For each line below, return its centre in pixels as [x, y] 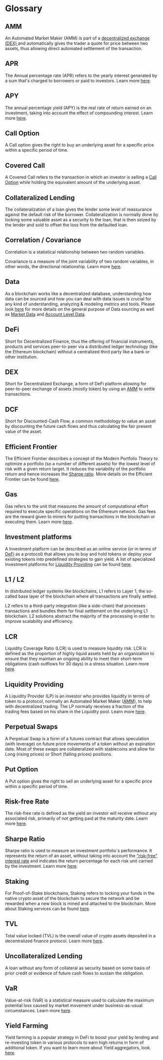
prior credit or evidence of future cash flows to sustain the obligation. [75, 973]
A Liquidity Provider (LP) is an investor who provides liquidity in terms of [77, 696]
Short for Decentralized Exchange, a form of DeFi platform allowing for [76, 384]
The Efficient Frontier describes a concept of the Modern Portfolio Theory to [81, 458]
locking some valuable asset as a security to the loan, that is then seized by [81, 220]
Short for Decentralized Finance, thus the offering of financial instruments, [80, 341]
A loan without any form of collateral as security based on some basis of [78, 968]
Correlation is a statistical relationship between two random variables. [75, 252]
